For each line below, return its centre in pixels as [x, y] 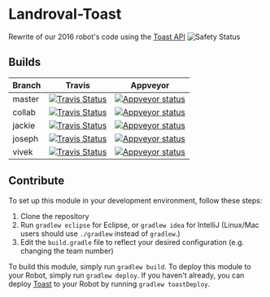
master [26, 98]
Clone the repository [54, 216]
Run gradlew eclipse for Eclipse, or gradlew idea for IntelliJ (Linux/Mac [140, 225]
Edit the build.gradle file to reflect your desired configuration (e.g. [132, 242]
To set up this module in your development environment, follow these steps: [135, 200]
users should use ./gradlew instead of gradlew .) [100, 234]
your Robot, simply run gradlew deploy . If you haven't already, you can [126, 275]
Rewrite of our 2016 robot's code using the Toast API [97, 37]
